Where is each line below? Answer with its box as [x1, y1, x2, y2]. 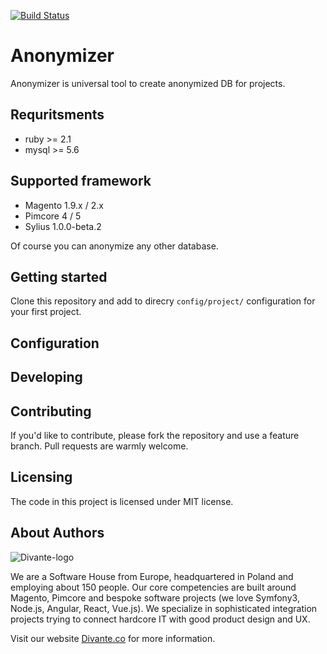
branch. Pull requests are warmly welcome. [10, 440, 189, 452]
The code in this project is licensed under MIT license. [10, 495, 234, 507]
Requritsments [10, 106, 105, 124]
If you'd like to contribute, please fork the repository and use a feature [10, 429, 300, 441]
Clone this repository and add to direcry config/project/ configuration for [10, 295, 316, 307]
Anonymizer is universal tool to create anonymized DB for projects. [10, 77, 286, 89]
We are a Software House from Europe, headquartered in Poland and [10, 570, 294, 582]
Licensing [10, 469, 73, 486]
